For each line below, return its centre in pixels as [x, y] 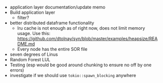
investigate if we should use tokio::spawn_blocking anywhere [73, 75]
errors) [17, 70]
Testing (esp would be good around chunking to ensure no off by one [81, 65]
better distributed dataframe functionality [52, 23]
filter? [23, 18]
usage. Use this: [34, 33]
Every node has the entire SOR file [52, 49]
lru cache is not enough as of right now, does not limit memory [81, 28]
